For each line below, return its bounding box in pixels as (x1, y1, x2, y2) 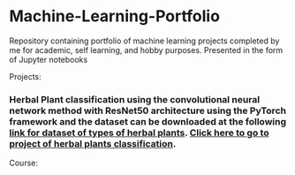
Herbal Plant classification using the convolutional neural (9, 93, 261, 105)
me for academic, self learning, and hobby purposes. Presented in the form (9, 44, 284, 55)
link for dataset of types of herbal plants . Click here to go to (9, 126, 269, 139)
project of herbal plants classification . (9, 137, 177, 149)
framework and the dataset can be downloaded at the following (9, 115, 287, 127)
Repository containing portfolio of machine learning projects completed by (9, 35, 280, 46)
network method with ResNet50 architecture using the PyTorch (9, 104, 287, 117)
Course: (9, 157, 38, 169)
